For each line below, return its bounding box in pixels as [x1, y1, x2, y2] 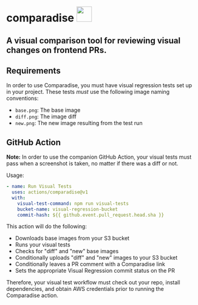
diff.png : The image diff [15, 113, 77, 120]
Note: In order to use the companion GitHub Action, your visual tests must [6, 153, 192, 161]
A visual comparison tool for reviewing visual [6, 35, 181, 46]
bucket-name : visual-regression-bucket [17, 206, 118, 212]
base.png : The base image [15, 107, 81, 114]
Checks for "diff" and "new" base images [15, 248, 119, 255]
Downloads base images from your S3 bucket [15, 235, 129, 242]
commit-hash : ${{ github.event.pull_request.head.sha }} [17, 212, 165, 218]
